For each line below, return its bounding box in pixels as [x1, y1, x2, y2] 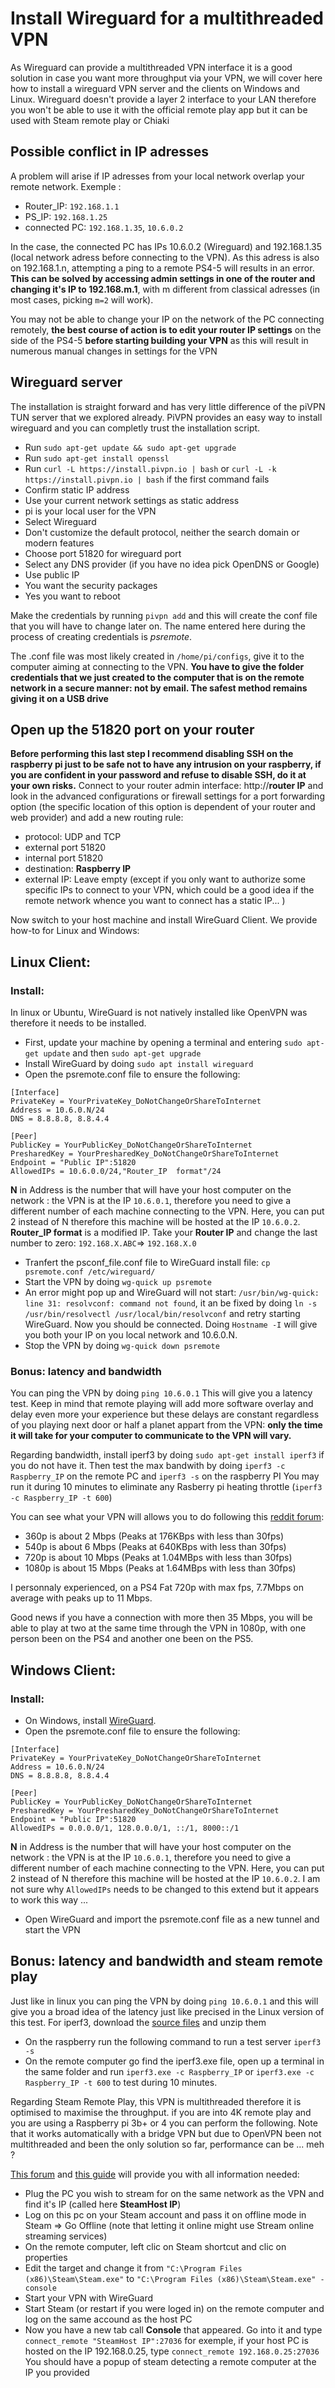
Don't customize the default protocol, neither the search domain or [24, 526, 300, 538]
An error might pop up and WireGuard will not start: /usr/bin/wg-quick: [24, 1287, 320, 1299]
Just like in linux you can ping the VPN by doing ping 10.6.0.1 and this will [10, 1995, 319, 2007]
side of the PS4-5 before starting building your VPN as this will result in [10, 334, 309, 346]
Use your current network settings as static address [24, 494, 240, 506]
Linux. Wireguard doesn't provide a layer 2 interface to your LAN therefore [10, 93, 317, 105]
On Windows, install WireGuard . [24, 1715, 157, 1727]
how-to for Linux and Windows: [10, 925, 140, 937]
